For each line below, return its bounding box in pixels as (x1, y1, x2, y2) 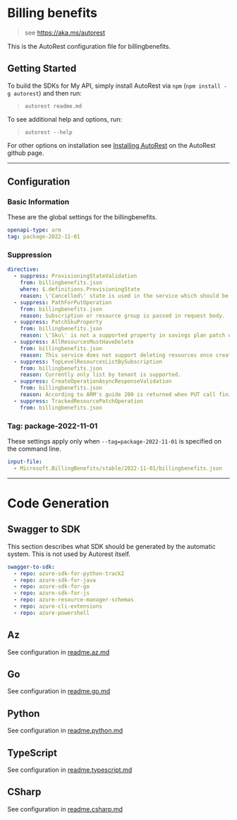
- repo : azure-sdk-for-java (13, 577, 97, 584)
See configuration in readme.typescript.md (7, 766, 133, 774)
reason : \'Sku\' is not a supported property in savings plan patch (20, 332, 226, 339)
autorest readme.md (24, 103, 83, 110)
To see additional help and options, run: (7, 115, 122, 123)
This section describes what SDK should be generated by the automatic (7, 542, 217, 550)
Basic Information (7, 197, 70, 207)
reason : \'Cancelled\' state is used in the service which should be (20, 292, 229, 299)
